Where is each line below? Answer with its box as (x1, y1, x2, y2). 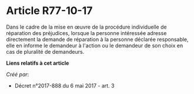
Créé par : (6, 71, 29, 78)
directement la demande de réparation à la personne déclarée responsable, (6, 36, 189, 43)
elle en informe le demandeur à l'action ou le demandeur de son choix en (6, 42, 183, 49)
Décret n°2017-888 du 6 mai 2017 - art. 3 (14, 82, 115, 89)
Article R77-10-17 (6, 4, 93, 18)
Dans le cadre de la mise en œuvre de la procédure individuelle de (6, 23, 167, 30)
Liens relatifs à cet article (6, 60, 69, 67)
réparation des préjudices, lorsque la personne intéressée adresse (6, 29, 167, 36)
